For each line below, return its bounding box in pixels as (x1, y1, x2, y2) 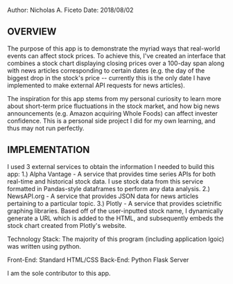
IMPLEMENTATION (7, 144, 90, 156)
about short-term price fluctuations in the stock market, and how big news (7, 102, 220, 110)
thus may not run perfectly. (7, 124, 85, 132)
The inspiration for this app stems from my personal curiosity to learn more (7, 94, 222, 103)
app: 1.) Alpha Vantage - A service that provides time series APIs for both (7, 170, 216, 178)
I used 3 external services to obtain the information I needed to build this (7, 162, 215, 170)
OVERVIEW (7, 26, 57, 37)
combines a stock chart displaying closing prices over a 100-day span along (7, 59, 225, 67)
